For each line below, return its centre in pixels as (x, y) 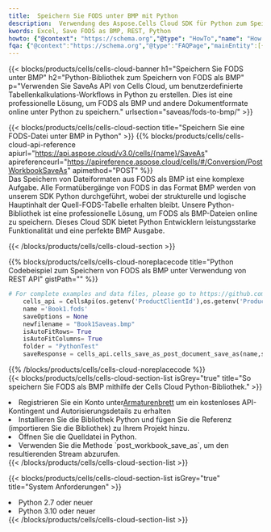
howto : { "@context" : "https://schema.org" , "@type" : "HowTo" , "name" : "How (135, 38)
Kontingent (27, 411)
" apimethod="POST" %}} (110, 171)
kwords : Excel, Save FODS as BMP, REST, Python (90, 31)
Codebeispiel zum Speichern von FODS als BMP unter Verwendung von (127, 271)
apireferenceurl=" (38, 162)
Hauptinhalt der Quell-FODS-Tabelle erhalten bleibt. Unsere (107, 205)
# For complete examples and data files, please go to (102, 294)
